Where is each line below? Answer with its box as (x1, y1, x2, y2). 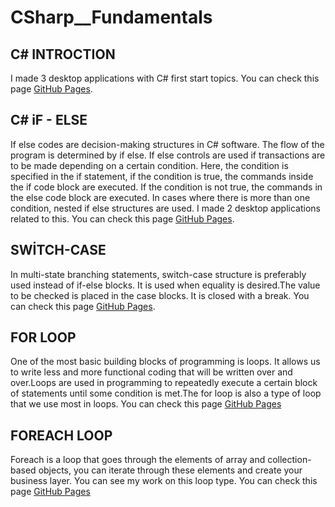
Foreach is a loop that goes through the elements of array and (10, 454, 266, 466)
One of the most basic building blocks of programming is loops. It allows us (10, 356, 321, 368)
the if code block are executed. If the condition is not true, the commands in (10, 181, 323, 193)
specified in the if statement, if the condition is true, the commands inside (10, 170, 314, 182)
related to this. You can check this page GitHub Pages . (10, 212, 235, 225)
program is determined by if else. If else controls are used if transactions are (10, 149, 326, 161)
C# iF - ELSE (10, 112, 88, 129)
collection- (267, 454, 312, 466)
